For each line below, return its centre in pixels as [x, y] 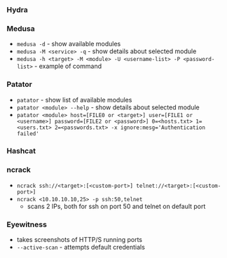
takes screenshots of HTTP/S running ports [80, 240]
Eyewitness [27, 224]
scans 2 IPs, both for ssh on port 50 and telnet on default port [116, 206]
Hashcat [21, 151]
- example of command [68, 66]
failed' [28, 134]
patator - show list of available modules [74, 100]
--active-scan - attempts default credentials [81, 247]
